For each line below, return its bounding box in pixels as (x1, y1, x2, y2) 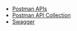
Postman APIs (12, 5, 47, 12)
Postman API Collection (12, 12, 71, 19)
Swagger (12, 18, 35, 25)
